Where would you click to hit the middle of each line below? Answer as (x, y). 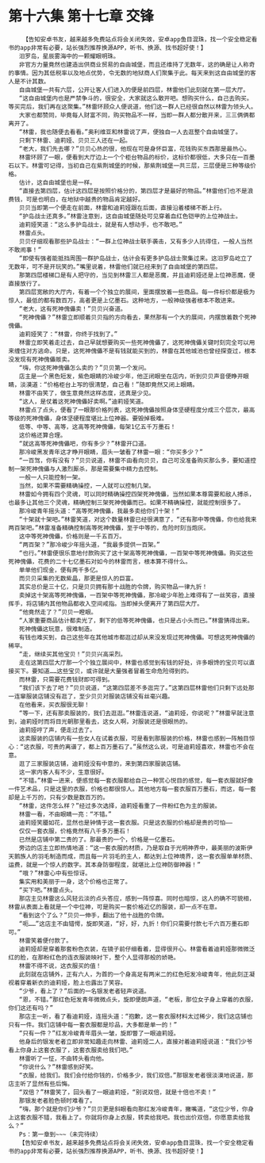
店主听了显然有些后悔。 (41, 1084)
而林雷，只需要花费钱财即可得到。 (66, 679)
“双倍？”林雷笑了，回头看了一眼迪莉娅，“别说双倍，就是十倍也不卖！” (117, 1092)
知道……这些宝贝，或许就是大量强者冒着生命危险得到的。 (115, 671)
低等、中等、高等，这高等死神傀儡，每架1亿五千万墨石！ (97, 427)
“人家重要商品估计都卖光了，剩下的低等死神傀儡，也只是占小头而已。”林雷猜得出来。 (136, 620)
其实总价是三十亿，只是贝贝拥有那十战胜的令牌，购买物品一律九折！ (113, 587)
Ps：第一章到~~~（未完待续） (60, 1134)
